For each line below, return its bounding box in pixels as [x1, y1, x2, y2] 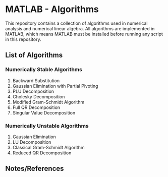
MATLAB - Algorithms [5, 4, 99, 15]
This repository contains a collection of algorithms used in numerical [5, 20, 148, 26]
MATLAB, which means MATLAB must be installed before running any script [5, 31, 163, 37]
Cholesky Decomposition [12, 93, 65, 99]
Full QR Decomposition [12, 104, 61, 110]
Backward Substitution [12, 77, 60, 84]
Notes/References [5, 164, 64, 173]
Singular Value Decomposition [12, 109, 76, 115]
